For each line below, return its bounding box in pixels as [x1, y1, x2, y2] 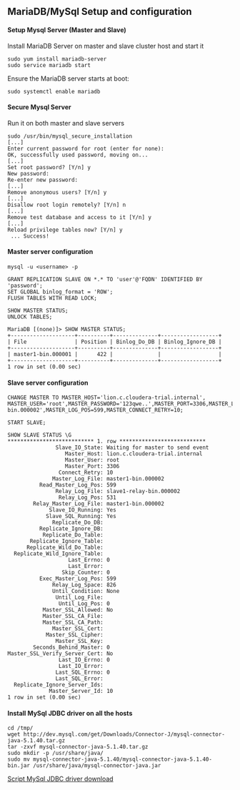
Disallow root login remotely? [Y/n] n [7, 201, 126, 208]
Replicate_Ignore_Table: [29, 538, 104, 545]
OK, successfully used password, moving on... [7, 151, 149, 158]
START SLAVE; [7, 419, 46, 427]
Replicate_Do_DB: [52, 519, 104, 527]
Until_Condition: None [52, 588, 120, 595]
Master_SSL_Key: [55, 638, 104, 645]
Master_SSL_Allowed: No [42, 607, 114, 614]
